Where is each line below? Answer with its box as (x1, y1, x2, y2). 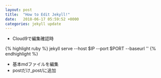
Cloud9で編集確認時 (12, 35, 54, 41)
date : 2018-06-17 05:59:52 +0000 (5, 16, 79, 21)
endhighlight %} (5, 51, 38, 57)
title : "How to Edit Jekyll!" (5, 12, 70, 17)
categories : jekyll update (5, 21, 61, 26)
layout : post (5, 7, 32, 12)
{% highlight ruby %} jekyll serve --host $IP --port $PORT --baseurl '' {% (5, 45, 156, 51)
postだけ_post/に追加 (12, 67, 56, 73)
